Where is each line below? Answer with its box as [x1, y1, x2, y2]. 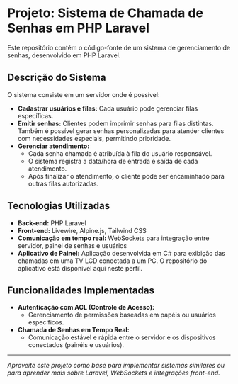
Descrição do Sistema [7, 72, 106, 84]
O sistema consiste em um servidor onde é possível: [7, 90, 160, 98]
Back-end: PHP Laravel [17, 218, 86, 227]
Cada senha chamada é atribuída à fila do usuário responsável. [28, 149, 212, 157]
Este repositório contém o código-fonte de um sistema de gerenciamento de [7, 43, 231, 52]
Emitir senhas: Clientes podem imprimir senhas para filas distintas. [17, 119, 214, 128]
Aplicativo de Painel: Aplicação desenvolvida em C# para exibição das [17, 249, 225, 257]
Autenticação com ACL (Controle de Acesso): [17, 303, 154, 312]
